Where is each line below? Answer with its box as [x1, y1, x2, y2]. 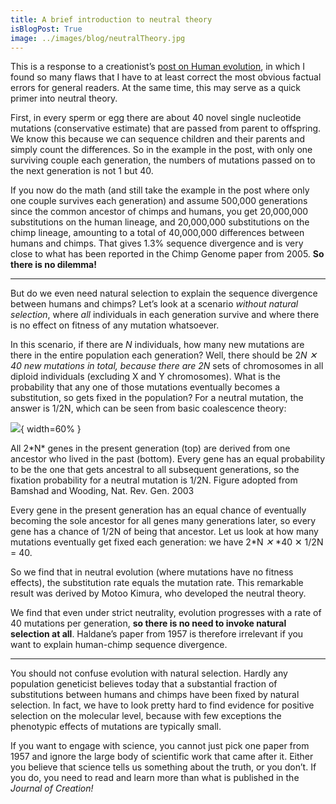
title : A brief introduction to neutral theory [10, 14, 213, 25]
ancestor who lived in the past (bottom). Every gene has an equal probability [10, 453, 326, 465]
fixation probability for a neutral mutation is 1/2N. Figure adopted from [10, 474, 298, 486]
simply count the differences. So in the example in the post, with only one [10, 144, 313, 156]
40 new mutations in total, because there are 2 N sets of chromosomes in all [10, 360, 324, 372]
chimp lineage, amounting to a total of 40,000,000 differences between [10, 227, 305, 239]
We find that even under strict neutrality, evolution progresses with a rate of [10, 607, 322, 619]
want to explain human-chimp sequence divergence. [10, 639, 228, 651]
